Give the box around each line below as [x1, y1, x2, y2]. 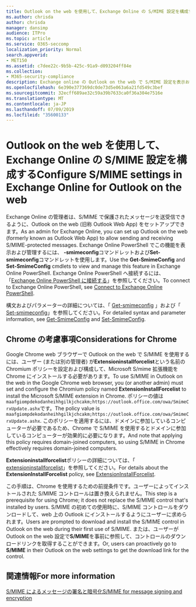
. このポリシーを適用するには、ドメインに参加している [40, 418, 171, 424]
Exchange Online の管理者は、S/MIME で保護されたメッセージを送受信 [6, 213, 176, 220]
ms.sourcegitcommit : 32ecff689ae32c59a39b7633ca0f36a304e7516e [6, 90, 163, 96]
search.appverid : [6, 52, 48, 58]
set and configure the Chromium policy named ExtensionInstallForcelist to [6, 385, 187, 392]
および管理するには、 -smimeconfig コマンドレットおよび [10, 249, 150, 256]
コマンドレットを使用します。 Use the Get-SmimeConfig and [38, 256, 185, 263]
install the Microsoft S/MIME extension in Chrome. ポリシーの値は [6, 392, 164, 399]
